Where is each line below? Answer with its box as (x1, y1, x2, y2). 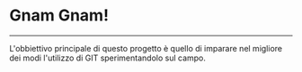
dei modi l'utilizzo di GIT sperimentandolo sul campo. (9, 52, 207, 63)
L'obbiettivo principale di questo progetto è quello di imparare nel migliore (9, 43, 283, 53)
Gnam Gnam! (9, 5, 110, 26)
